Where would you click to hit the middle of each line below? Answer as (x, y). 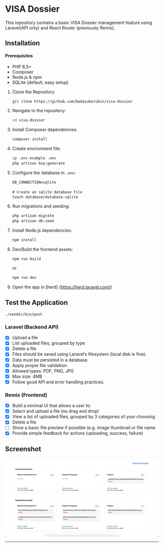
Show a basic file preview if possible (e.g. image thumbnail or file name (84, 428)
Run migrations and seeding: (41, 206)
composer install (30, 139)
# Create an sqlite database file (47, 192)
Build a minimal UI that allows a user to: (51, 406)
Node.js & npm (27, 77)
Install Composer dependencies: (45, 130)
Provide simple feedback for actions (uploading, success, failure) (78, 433)
